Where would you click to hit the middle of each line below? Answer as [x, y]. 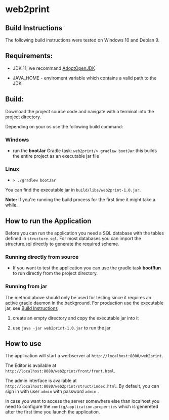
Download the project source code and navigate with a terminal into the [80, 111]
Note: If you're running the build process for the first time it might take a [80, 200]
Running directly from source [42, 257]
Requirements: [29, 56]
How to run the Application [49, 221]
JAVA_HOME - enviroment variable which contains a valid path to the [85, 78]
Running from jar [26, 287]
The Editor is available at [31, 365]
